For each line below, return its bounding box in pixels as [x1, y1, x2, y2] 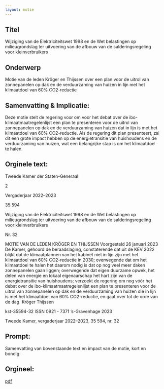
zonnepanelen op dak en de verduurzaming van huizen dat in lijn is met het [5, 125, 158, 131]
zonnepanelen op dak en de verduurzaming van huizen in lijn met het [5, 82, 145, 88]
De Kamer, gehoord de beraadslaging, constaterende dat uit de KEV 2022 [5, 246, 155, 252]
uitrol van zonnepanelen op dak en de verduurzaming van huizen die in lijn [5, 288, 156, 294]
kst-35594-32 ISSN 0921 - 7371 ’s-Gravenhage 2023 [5, 308, 112, 314]
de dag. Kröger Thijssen [5, 299, 54, 305]
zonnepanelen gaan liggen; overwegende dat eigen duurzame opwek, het [5, 267, 155, 273]
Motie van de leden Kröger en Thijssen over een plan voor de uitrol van [5, 77, 149, 82]
